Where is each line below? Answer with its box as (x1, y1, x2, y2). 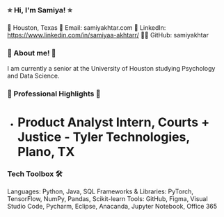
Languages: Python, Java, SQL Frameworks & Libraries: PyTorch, (7, 187, 193, 196)
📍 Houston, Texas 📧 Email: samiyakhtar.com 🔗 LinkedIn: (7, 24, 166, 32)
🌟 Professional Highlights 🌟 (7, 89, 101, 98)
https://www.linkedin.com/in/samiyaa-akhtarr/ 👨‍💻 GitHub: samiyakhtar (7, 31, 209, 40)
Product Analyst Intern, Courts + (17, 114, 210, 130)
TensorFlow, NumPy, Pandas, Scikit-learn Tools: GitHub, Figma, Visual (7, 195, 208, 202)
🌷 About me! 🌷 (7, 49, 57, 58)
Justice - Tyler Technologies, (17, 129, 190, 145)
